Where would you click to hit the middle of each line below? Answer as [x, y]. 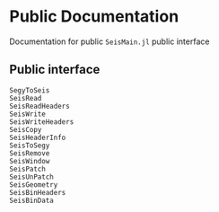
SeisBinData [31, 200]
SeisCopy [26, 129]
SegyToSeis [30, 90]
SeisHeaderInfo [38, 137]
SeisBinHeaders [38, 192]
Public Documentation [94, 17]
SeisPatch [28, 169]
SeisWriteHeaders [42, 122]
